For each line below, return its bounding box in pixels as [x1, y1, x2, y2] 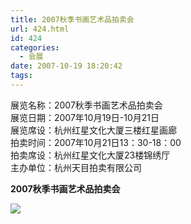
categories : [10, 42, 60, 53]
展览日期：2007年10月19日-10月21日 [10, 111, 160, 123]
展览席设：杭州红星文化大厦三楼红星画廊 [10, 124, 177, 136]
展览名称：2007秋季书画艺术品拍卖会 [10, 99, 163, 111]
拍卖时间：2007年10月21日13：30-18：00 [10, 136, 182, 148]
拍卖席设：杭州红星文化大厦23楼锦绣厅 [10, 149, 171, 161]
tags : [10, 71, 33, 81]
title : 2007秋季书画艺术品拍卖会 [10, 14, 135, 25]
